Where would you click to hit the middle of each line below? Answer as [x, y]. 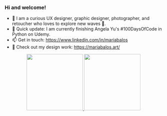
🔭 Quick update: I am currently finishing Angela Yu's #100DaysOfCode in [87, 29]
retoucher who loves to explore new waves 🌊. [59, 23]
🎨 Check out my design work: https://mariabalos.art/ [66, 47]
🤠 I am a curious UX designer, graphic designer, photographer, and [81, 18]
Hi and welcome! [25, 7]
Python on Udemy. [31, 34]
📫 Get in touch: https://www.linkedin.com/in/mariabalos [70, 40]
